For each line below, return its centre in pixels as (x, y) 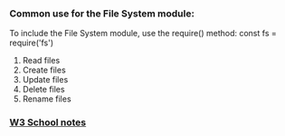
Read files (41, 61)
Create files (44, 70)
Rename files (47, 99)
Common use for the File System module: (102, 14)
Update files (45, 80)
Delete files (43, 90)
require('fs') (32, 43)
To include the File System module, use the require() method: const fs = (143, 34)
